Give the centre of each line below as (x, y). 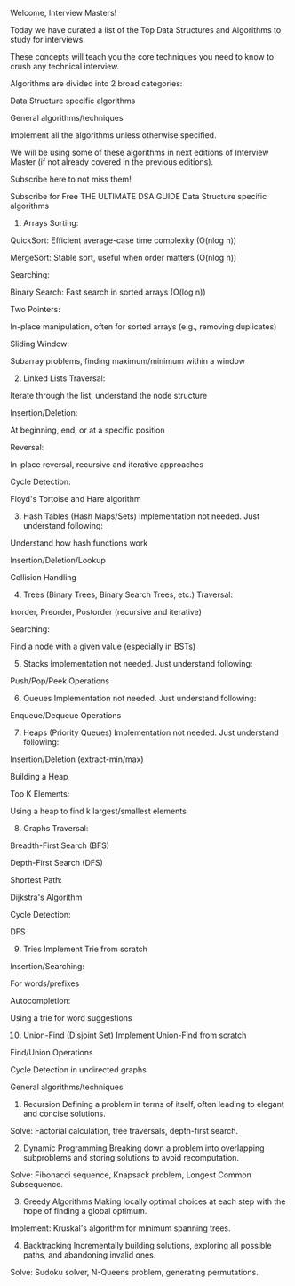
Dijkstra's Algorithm (46, 897)
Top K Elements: (40, 794)
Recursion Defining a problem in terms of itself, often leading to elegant (154, 1104)
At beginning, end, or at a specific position (88, 430)
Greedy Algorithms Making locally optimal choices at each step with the (155, 1201)
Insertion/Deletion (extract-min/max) (77, 759)
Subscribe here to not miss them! (71, 179)
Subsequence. (36, 1184)
